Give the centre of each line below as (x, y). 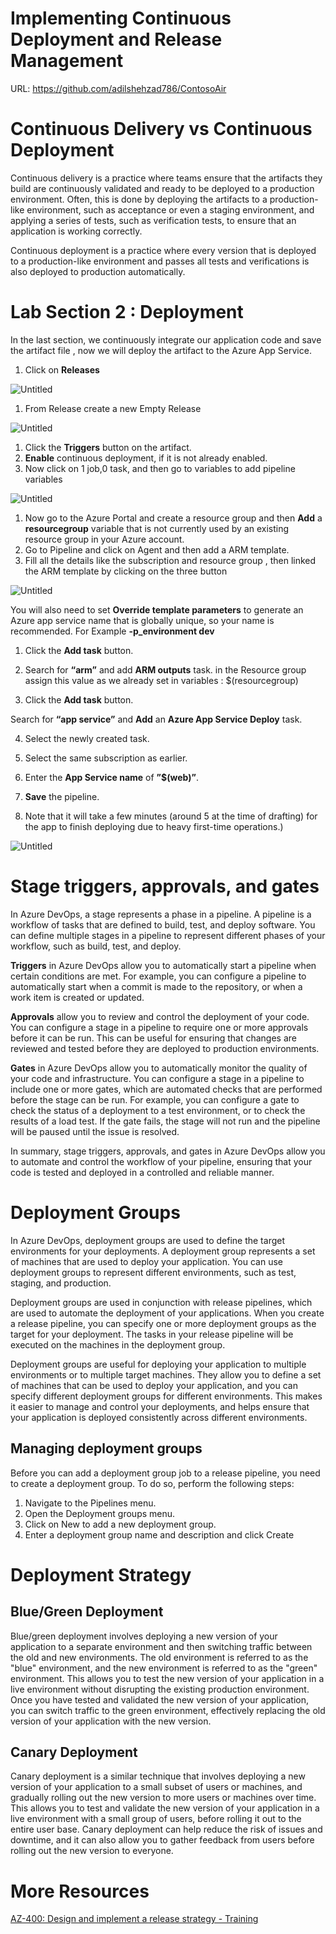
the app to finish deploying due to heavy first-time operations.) (154, 826)
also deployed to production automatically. (98, 271)
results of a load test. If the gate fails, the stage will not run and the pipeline (165, 1121)
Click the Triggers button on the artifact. (108, 447)
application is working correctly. (76, 231)
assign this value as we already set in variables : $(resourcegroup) (161, 680)
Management (67, 61)
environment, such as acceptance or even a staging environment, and (170, 209)
